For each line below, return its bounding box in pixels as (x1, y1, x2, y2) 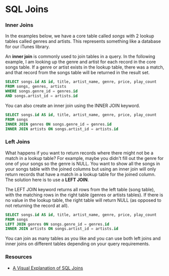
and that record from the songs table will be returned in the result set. (5, 70, 150, 76)
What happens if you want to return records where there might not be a (5, 150, 154, 156)
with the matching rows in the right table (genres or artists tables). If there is (5, 192, 163, 198)
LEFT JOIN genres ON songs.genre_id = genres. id (5, 222, 109, 227)
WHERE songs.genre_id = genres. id (5, 89, 78, 94)
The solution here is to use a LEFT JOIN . (5, 177, 89, 183)
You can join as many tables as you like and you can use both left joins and (5, 236, 161, 242)
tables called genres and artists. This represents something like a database (5, 38, 161, 44)
